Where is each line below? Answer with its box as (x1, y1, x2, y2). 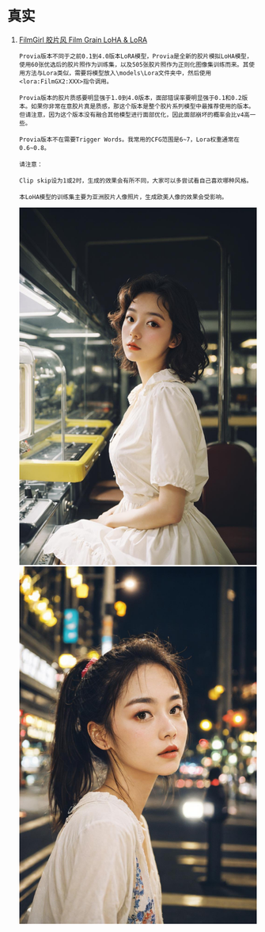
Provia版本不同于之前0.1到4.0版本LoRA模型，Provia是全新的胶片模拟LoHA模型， (18, 52, 253, 60)
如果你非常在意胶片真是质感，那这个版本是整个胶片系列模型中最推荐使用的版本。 (30, 102, 255, 110)
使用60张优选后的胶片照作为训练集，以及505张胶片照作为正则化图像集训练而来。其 (18, 60, 249, 68)
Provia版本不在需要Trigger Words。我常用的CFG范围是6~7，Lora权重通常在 (18, 136, 240, 144)
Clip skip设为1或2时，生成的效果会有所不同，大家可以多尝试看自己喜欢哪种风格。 (18, 176, 252, 185)
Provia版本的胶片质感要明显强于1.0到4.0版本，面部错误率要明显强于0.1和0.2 (18, 94, 242, 102)
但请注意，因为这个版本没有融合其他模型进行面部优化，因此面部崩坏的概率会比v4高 (18, 110, 250, 119)
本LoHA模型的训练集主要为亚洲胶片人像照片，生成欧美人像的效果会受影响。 (18, 193, 228, 201)
